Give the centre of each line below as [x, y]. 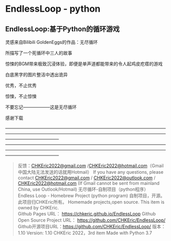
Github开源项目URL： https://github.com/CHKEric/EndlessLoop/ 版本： [92, 226]
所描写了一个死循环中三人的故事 [39, 53]
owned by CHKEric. [38, 208]
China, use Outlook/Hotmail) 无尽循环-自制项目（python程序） [83, 189]
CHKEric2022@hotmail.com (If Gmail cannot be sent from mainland [89, 183]
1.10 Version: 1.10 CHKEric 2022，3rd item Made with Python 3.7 [85, 233]
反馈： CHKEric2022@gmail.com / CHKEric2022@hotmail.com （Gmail [91, 166]
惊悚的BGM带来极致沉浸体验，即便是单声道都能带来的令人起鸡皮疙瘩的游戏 [84, 64]
